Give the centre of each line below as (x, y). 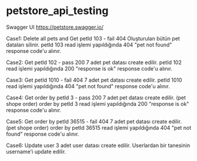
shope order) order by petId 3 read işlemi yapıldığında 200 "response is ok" (98, 103)
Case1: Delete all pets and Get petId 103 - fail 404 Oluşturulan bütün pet (93, 38)
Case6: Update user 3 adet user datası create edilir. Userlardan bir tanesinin (98, 145)
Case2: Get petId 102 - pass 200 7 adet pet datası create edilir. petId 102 (94, 62)
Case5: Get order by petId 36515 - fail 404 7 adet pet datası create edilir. (94, 121)
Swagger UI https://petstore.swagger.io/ (55, 27)
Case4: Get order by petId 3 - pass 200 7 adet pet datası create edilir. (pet (96, 98)
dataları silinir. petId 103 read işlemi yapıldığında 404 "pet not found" (89, 45)
